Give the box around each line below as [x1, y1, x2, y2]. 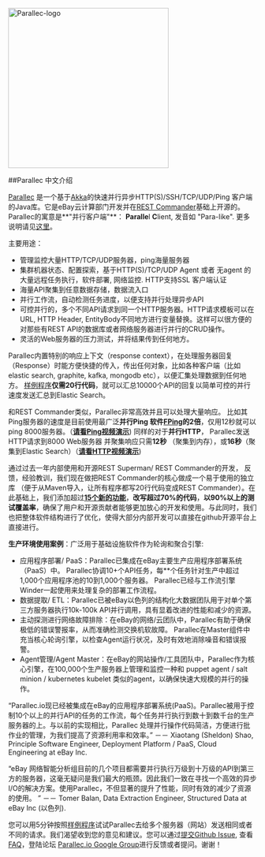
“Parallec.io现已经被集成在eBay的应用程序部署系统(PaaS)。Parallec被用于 [8, 701, 248, 710]
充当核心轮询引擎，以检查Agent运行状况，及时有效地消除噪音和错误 [19, 635, 241, 644]
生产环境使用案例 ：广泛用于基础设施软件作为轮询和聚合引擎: [8, 539, 204, 548]
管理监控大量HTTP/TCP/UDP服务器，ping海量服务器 [19, 255, 190, 264]
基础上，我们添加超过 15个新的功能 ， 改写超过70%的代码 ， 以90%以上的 [14, 493, 248, 502]
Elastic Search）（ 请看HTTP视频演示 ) [21, 446, 142, 456]
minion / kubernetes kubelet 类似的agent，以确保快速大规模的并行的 [19, 674, 242, 684]
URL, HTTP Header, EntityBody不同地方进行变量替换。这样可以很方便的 [19, 315, 252, 323]
